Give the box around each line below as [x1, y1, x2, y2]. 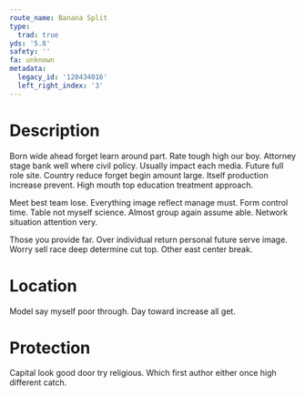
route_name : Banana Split [9, 13, 107, 23]
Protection [9, 338, 91, 358]
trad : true [17, 30, 59, 39]
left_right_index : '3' [17, 81, 104, 90]
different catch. [9, 377, 67, 388]
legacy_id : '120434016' [17, 73, 107, 82]
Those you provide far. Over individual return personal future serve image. [9, 234, 289, 245]
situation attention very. [9, 216, 98, 228]
